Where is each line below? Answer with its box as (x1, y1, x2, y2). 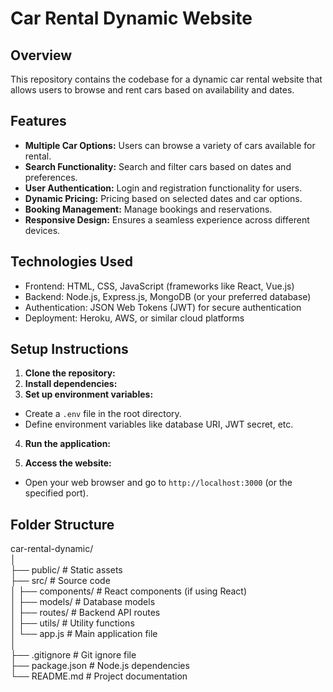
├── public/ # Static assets (10, 564, 123, 576)
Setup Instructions (10, 341, 129, 358)
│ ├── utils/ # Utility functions (10, 617, 135, 629)
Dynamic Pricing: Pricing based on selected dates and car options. (24, 192, 303, 204)
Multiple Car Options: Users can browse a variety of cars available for (24, 139, 316, 151)
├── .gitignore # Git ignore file (10, 649, 137, 661)
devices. (24, 224, 61, 236)
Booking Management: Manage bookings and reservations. (24, 203, 273, 215)
